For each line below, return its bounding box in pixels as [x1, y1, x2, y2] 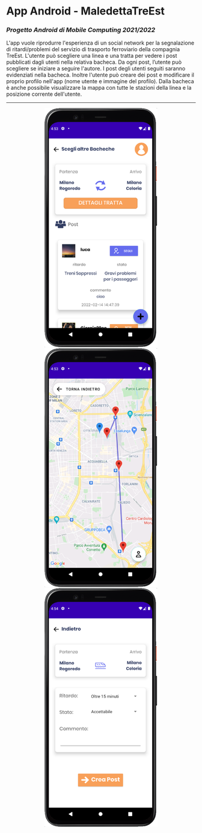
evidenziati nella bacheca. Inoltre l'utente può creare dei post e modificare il [6, 71, 194, 79]
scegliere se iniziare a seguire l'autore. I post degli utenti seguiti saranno [6, 65, 186, 72]
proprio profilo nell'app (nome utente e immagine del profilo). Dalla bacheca [6, 78, 194, 85]
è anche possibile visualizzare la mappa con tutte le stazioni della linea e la [6, 84, 192, 92]
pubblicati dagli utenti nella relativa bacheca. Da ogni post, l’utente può [6, 58, 182, 66]
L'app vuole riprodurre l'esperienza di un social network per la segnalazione [6, 39, 194, 46]
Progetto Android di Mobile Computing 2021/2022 [6, 26, 156, 34]
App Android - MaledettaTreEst [6, 4, 165, 18]
